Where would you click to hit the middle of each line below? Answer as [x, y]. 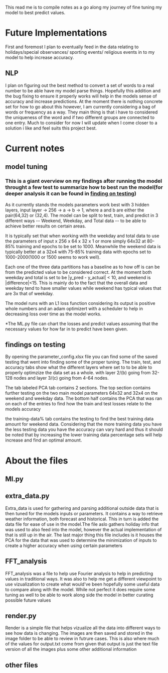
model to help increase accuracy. [40, 57]
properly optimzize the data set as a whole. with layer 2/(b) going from [78, 373]
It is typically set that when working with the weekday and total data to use [82, 236]
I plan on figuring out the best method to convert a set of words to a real [80, 85]
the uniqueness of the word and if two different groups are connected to [80, 117]
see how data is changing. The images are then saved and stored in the [79, 633]
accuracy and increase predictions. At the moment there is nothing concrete [84, 101]
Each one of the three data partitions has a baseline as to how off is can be [82, 267]
